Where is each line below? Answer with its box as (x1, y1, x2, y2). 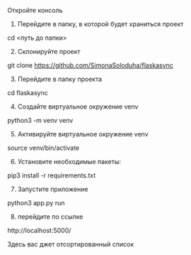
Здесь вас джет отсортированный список (7, 240, 134, 248)
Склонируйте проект (17, 48, 81, 55)
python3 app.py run (7, 199, 65, 207)
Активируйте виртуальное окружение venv (17, 130, 149, 138)
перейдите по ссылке (17, 212, 83, 221)
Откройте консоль (7, 6, 63, 14)
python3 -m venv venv (7, 116, 74, 124)
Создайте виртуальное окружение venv (17, 102, 139, 111)
